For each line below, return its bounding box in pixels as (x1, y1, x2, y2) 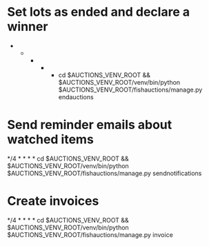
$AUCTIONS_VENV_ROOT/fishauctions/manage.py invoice (7, 230, 174, 238)
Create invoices (7, 194, 99, 209)
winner (7, 19, 48, 34)
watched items (7, 132, 94, 147)
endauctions (58, 92, 94, 101)
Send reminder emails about (7, 117, 172, 133)
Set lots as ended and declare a (7, 4, 190, 20)
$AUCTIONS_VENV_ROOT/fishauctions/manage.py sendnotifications (7, 169, 202, 177)
